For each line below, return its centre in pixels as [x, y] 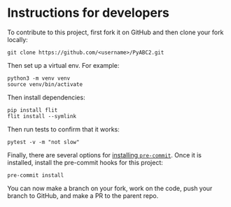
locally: [17, 39]
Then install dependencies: [46, 97]
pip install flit [33, 110]
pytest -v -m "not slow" [43, 142]
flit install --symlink [42, 116]
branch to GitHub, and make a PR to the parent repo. [83, 195]
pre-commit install [36, 175]
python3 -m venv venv [39, 78]
